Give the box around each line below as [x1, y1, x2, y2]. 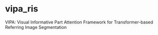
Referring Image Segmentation [5, 24, 67, 30]
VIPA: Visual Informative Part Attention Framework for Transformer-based [5, 19, 153, 25]
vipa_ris [5, 3, 38, 14]
